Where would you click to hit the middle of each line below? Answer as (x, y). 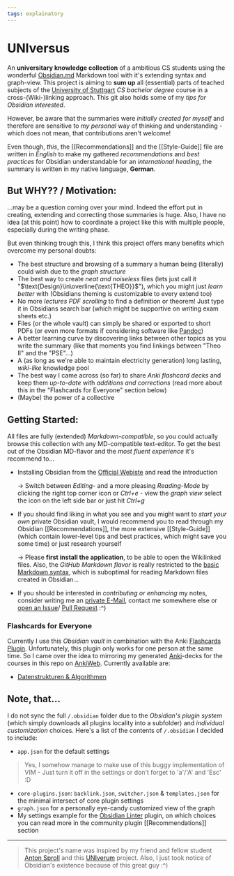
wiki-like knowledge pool (53, 368)
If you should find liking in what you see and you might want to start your (122, 514)
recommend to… (31, 459)
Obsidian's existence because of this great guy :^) (96, 866)
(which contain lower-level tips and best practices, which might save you (122, 536)
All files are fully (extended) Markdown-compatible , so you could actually (112, 436)
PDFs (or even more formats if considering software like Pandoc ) (110, 331)
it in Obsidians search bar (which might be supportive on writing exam (118, 309)
